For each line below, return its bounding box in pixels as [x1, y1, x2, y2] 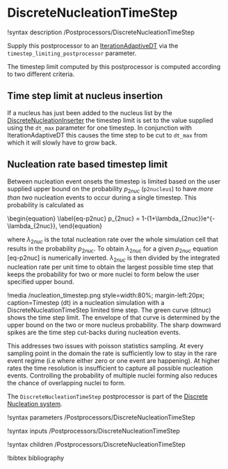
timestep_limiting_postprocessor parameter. [7, 49, 137, 57]
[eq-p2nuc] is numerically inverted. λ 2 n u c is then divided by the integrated [7, 253, 220, 263]
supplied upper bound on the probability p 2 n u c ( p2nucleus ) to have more [7, 184, 213, 195]
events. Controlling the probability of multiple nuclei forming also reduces [7, 371, 218, 380]
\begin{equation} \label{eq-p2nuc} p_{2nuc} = [7, 214, 140, 223]
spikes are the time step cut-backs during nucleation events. [7, 328, 181, 336]
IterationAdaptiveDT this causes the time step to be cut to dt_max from [7, 131, 208, 139]
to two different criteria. [7, 70, 75, 78]
